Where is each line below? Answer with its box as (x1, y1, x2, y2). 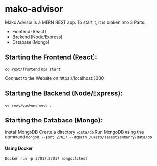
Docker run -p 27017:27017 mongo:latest (5, 156, 88, 161)
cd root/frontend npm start (5, 67, 61, 72)
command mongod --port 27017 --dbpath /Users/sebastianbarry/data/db (5, 134, 152, 140)
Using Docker (5, 145, 33, 151)
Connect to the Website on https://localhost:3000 (5, 75, 104, 81)
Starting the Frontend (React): (5, 53, 98, 61)
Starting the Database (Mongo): (5, 116, 103, 124)
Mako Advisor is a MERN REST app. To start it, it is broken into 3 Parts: (5, 19, 146, 25)
